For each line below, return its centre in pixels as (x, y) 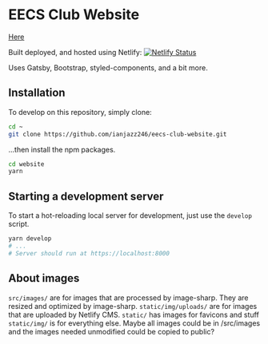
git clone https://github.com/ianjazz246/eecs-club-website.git (118, 134)
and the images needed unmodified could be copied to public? (111, 331)
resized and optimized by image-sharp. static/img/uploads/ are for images (133, 306)
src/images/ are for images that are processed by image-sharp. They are (128, 298)
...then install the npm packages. (62, 149)
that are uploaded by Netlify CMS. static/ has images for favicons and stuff (134, 314)
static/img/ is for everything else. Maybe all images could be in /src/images (134, 323)
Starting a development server (86, 196)
